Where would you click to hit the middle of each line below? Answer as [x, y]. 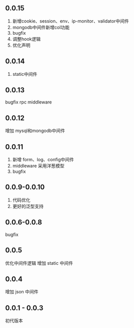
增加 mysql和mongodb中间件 [35, 131]
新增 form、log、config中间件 [43, 160]
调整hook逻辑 [27, 39]
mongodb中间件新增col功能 [41, 27]
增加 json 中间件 [22, 292]
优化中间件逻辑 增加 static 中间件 [39, 263]
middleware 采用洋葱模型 [38, 166]
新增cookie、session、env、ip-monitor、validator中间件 [71, 21]
